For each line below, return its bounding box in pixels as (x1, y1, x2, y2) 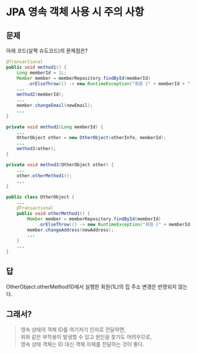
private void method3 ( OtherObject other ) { (6, 162, 114, 168)
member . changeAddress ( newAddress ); (27, 227, 114, 233)
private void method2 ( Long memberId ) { (6, 124, 104, 130)
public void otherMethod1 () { (16, 211, 91, 216)
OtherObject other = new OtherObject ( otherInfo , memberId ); (16, 135, 167, 141)
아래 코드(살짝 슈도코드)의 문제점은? (6, 47, 88, 54)
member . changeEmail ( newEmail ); (16, 103, 93, 108)
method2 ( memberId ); (16, 91, 64, 97)
